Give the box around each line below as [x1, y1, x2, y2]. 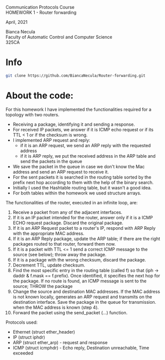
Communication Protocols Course [5, 4, 75, 10]
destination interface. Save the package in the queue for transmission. [12, 299, 157, 305]
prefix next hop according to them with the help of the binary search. [12, 179, 154, 185]
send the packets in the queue [20, 158, 82, 164]
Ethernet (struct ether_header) [12, 329, 75, 335]
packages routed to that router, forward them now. [12, 241, 116, 247]
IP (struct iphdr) [12, 334, 45, 340]
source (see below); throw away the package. [12, 251, 107, 258]
